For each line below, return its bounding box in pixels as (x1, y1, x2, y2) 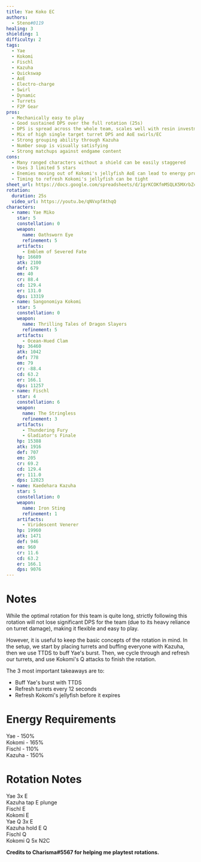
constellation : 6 (17, 400, 60, 406)
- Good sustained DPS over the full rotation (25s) (11, 121, 144, 127)
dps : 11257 (17, 382, 44, 389)
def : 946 (17, 539, 39, 545)
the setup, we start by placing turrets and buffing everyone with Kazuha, (6, 643, 185, 650)
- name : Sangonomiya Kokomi (11, 299, 82, 305)
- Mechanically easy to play (11, 115, 84, 121)
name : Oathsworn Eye (22, 232, 74, 238)
